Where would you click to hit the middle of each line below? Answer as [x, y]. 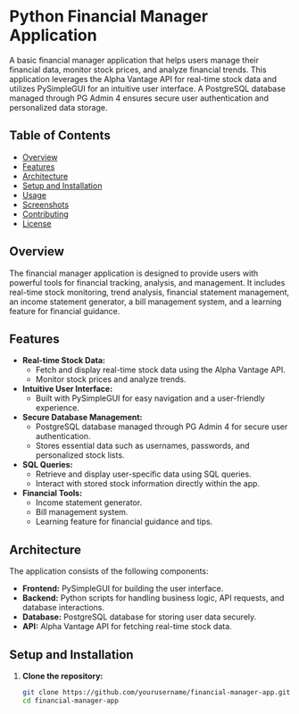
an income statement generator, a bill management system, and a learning [145, 302]
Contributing [45, 214]
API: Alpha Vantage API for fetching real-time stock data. [127, 627]
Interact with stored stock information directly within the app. [148, 484]
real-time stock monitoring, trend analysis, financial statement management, [149, 292]
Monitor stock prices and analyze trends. [111, 379]
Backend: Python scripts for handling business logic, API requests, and [153, 598]
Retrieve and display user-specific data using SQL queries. [143, 474]
